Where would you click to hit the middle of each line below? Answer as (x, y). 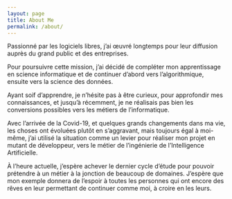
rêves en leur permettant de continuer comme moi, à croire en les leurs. (109, 189)
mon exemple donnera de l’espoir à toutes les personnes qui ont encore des (116, 181)
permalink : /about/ (35, 26)
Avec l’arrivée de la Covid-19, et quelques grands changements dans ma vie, (116, 123)
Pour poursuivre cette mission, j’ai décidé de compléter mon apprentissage (114, 67)
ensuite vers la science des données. (60, 82)
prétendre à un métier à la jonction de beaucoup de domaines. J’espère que (115, 173)
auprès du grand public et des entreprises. (68, 53)
